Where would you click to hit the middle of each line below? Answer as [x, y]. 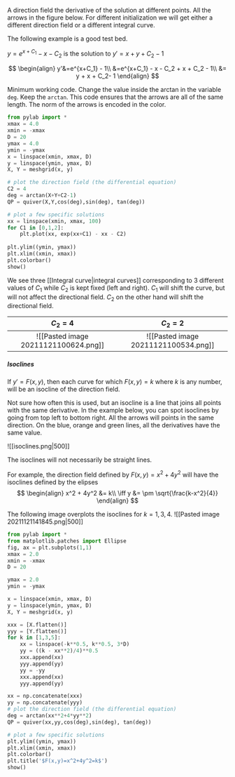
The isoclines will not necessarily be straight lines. [80, 460]
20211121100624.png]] [63, 345]
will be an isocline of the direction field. [64, 390]
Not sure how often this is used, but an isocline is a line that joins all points [114, 403]
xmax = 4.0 [23, 124]
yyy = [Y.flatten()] [37, 631]
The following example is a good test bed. [67, 39]
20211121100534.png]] [172, 345]
